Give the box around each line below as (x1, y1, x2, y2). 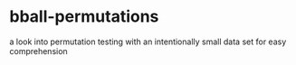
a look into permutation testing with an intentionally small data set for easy (9, 36, 287, 47)
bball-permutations (9, 6, 159, 27)
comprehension (9, 45, 68, 56)
